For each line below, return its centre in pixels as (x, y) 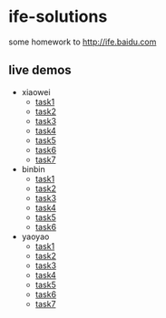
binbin (34, 169)
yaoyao (35, 236)
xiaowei (36, 92)
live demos (40, 70)
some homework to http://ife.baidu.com (83, 42)
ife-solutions (58, 17)
